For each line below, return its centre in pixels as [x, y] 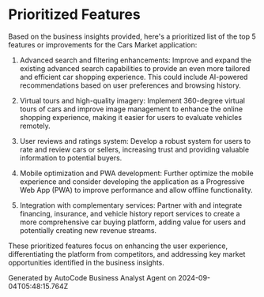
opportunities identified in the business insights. [86, 262]
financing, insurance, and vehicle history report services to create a [130, 213]
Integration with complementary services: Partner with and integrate [131, 205]
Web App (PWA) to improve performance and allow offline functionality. [136, 190]
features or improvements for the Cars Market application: [103, 44]
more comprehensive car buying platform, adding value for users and [133, 222]
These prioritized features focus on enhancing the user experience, [118, 246]
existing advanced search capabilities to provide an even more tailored [135, 68]
